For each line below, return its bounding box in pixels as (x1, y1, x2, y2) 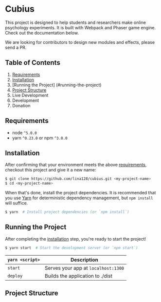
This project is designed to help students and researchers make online (5, 19, 146, 25)
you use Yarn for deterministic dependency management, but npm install (5, 195, 153, 201)
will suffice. (5, 200, 28, 206)
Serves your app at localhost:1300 (44, 264, 125, 271)
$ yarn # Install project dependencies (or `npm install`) (5, 209, 130, 215)
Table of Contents (5, 58, 61, 67)
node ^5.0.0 (12, 130, 37, 135)
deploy (7, 273, 23, 279)
